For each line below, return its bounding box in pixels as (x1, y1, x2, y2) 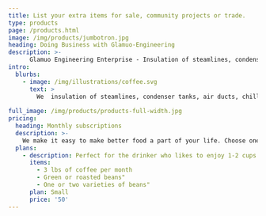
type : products (8, 19, 59, 27)
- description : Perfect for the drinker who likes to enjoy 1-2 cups (22, 151, 257, 159)
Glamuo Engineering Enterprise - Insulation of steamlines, (28, 56, 232, 64)
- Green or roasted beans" (36, 173, 126, 182)
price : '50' (28, 195, 69, 203)
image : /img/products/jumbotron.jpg (8, 33, 129, 42)
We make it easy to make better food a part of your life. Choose (22, 136, 246, 145)
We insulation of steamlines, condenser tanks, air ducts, (36, 93, 239, 100)
